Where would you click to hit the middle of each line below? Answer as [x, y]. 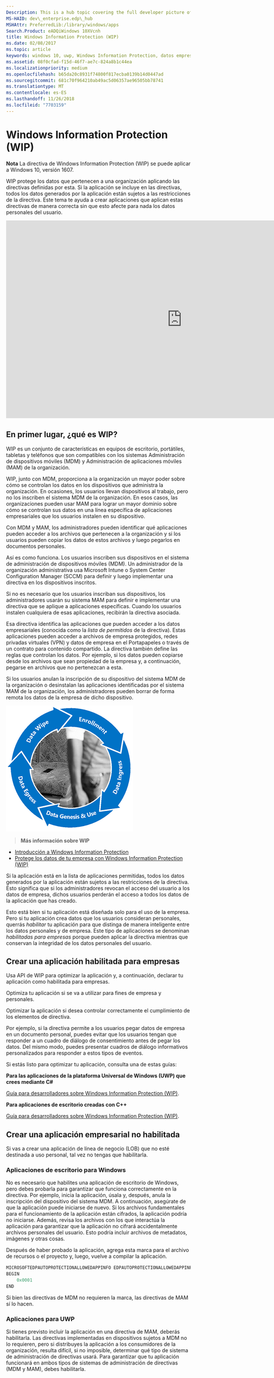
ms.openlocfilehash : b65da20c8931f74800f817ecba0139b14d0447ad [85, 74]
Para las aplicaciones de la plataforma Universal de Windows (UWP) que [96, 1076]
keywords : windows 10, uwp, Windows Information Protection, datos [90, 56]
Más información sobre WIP [55, 840]
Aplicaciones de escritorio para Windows [66, 1170]
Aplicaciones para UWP [40, 1319]
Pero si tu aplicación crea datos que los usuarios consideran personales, [94, 918]
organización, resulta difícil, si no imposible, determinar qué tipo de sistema [97, 1350]
